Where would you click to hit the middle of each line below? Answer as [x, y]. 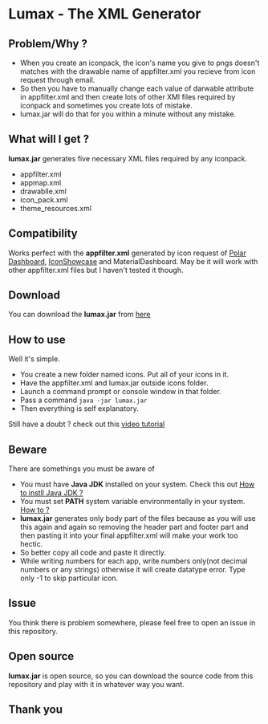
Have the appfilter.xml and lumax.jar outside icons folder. [114, 383]
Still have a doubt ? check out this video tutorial [87, 424]
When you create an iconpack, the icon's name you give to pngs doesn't [140, 63]
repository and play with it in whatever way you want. [96, 684]
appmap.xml [41, 182]
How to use [37, 339]
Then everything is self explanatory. [79, 409]
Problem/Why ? [48, 44]
